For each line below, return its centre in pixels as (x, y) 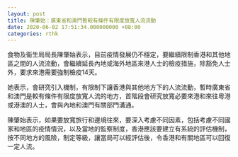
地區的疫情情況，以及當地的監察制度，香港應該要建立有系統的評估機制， (125, 129)
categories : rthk (33, 34)
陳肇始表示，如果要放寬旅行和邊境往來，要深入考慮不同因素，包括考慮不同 (116, 120)
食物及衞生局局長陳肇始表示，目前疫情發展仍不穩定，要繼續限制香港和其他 (116, 54)
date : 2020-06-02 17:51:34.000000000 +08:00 (74, 27)
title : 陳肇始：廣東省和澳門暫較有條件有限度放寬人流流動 (82, 21)
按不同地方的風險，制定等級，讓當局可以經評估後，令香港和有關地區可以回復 (119, 138)
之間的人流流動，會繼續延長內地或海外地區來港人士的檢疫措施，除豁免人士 (122, 64)
